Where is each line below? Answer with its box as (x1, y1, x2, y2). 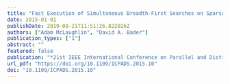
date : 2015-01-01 (7, 16, 57, 23)
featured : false (7, 48, 53, 55)
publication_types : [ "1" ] (7, 35, 81, 42)
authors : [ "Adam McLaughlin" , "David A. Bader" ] (7, 28, 149, 36)
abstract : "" (7, 41, 44, 48)
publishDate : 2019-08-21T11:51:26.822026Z (7, 22, 130, 29)
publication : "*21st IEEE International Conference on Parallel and (7, 54, 207, 61)
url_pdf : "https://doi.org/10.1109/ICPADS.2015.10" (7, 60, 157, 67)
